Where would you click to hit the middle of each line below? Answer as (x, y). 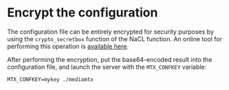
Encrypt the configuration (83, 13)
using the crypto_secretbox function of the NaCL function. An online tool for (115, 38)
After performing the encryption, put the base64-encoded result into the (110, 59)
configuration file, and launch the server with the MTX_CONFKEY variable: (107, 67)
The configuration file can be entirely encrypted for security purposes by (111, 32)
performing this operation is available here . (68, 46)
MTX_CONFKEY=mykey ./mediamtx (51, 79)
